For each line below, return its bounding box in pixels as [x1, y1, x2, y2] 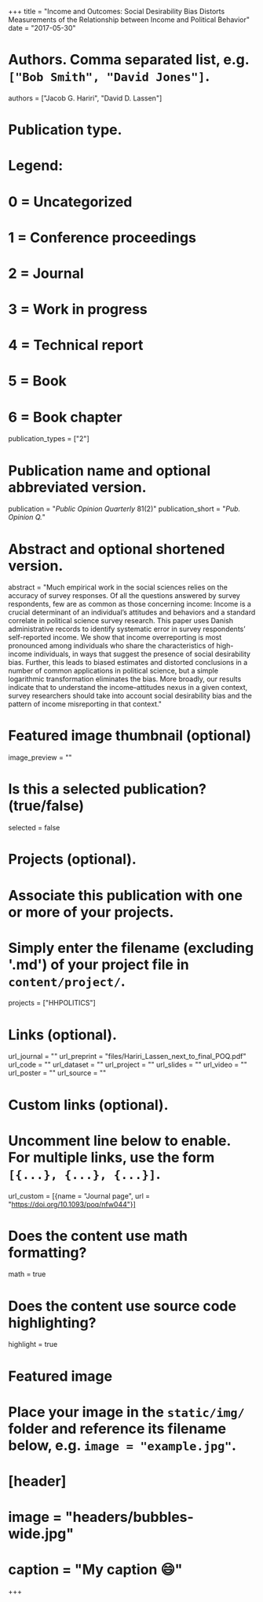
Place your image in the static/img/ [8, 1403, 245, 1421]
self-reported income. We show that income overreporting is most [8, 633, 222, 642]
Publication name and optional [8, 462, 211, 480]
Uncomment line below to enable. [8, 1132, 232, 1149]
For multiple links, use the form [8, 1148, 215, 1166]
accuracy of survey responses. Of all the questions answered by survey [8, 591, 241, 600]
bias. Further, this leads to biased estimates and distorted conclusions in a [8, 658, 248, 667]
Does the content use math [8, 1227, 188, 1245]
